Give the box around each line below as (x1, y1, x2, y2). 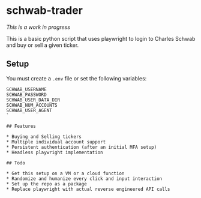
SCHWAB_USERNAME (6, 86, 47, 92)
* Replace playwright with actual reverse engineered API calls (6, 186, 170, 192)
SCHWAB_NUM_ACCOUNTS (6, 102, 58, 108)
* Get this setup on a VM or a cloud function (6, 170, 125, 176)
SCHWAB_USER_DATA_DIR (6, 97, 61, 103)
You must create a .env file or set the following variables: (6, 74, 147, 82)
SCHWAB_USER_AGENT (6, 107, 52, 113)
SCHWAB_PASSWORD (6, 91, 47, 98)
